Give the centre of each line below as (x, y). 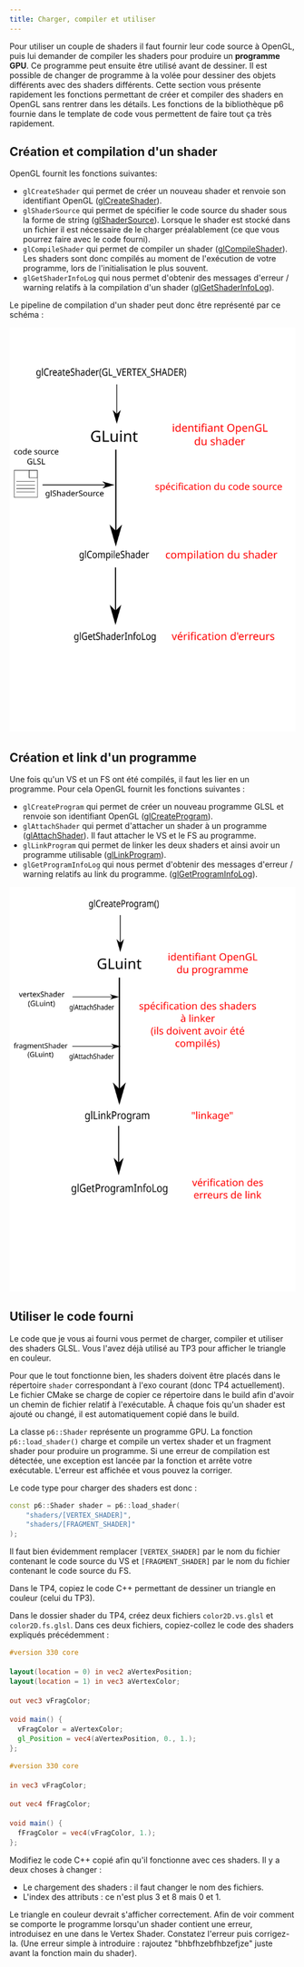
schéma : (26, 315)
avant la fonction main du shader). (74, 1952)
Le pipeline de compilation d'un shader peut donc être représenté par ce (145, 305)
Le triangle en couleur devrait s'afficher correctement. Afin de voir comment (152, 1914)
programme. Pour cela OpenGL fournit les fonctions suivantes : (127, 789)
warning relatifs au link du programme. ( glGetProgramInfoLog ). (140, 874)
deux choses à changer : (56, 1869)
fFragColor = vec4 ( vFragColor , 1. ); (87, 1833)
